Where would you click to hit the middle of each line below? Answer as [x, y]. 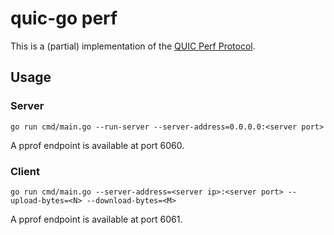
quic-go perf [64, 18]
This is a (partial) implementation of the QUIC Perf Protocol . [133, 46]
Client [25, 171]
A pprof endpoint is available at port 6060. [97, 145]
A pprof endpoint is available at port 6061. [96, 219]
